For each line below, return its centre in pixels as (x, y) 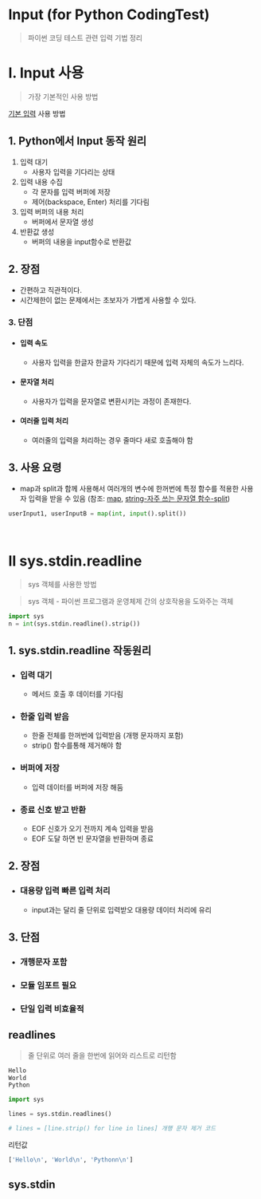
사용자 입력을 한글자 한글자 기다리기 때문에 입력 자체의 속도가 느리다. (138, 362)
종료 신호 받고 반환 (53, 810)
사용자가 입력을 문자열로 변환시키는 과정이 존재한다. (111, 401)
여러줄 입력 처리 (44, 421)
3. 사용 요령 (35, 468)
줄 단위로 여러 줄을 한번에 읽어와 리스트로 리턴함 (102, 1055)
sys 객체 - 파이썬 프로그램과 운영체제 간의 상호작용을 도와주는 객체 (130, 601)
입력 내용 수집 (41, 182)
